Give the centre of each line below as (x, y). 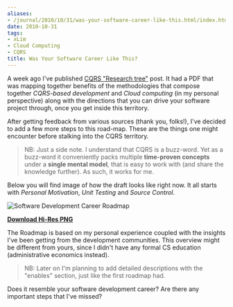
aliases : (20, 14)
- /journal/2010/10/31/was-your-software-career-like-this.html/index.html (119, 20)
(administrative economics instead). (58, 254)
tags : (15, 33)
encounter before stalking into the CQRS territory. (78, 136)
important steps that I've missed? (55, 296)
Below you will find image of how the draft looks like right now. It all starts (112, 185)
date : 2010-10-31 (32, 26)
